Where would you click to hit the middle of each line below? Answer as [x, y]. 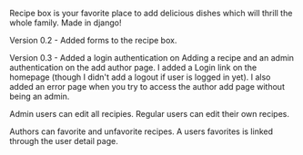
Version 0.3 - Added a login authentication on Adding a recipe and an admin [151, 58]
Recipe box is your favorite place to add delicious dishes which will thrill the [151, 13]
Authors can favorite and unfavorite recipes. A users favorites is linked [141, 131]
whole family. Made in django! [66, 23]
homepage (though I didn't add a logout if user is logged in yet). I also [140, 77]
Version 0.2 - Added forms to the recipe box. [93, 40]
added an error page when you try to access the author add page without [147, 87]
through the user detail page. [64, 141]
